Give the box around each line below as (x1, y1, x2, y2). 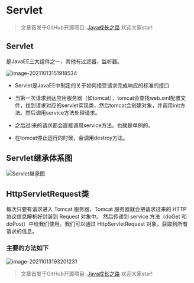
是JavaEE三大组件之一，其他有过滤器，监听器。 (6, 57, 123, 65)
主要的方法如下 (6, 244, 49, 252)
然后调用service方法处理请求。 (25, 109, 101, 116)
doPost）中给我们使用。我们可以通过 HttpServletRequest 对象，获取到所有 (6, 220, 188, 227)
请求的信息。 (6, 228, 37, 235)
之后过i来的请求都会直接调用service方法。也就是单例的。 (14, 122, 154, 129)
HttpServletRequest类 (6, 188, 89, 199)
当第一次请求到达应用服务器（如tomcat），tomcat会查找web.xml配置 (14, 94, 181, 101)
